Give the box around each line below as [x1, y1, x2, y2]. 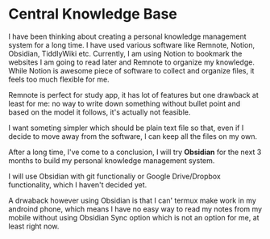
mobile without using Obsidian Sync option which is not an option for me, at [8, 212, 260, 222]
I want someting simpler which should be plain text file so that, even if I [8, 123, 244, 132]
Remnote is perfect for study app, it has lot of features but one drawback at [8, 90, 260, 99]
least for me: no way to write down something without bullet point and [8, 99, 241, 108]
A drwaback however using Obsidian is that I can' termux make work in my [8, 195, 256, 205]
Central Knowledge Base [8, 5, 177, 23]
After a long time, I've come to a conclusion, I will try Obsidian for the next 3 [8, 147, 262, 157]
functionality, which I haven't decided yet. [8, 179, 147, 190]
